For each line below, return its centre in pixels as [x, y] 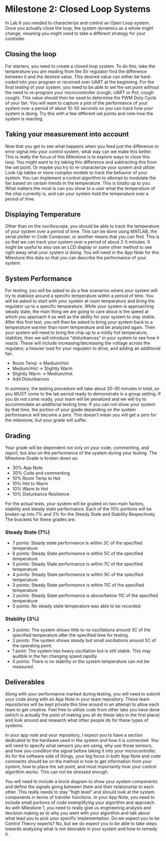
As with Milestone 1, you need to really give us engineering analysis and [78, 808]
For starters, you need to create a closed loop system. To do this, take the [80, 66]
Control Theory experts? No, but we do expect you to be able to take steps [81, 824]
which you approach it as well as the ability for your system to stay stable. [80, 317]
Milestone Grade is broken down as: [42, 458]
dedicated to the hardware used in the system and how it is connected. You [82, 741]
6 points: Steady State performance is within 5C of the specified [78, 553]
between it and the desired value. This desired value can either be [72, 76]
